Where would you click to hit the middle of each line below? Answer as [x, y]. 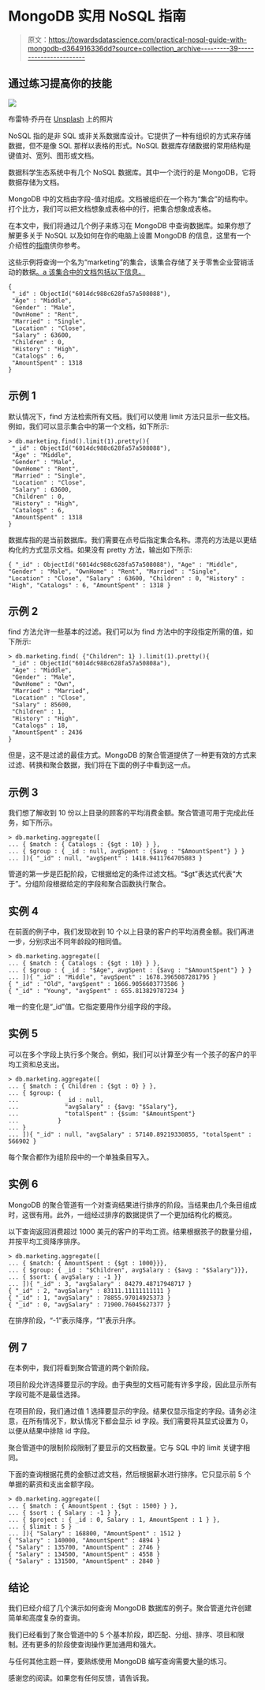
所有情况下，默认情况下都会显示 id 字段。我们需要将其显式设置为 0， [140, 1421]
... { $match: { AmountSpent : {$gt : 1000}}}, [88, 1263]
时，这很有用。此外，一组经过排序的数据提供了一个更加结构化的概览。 [122, 1214]
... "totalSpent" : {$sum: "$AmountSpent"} [102, 1114]
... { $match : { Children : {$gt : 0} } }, [82, 1086]
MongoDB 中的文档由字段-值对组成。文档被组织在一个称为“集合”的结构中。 [130, 199]
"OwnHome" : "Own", [44, 684]
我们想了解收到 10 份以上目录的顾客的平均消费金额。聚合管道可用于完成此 [128, 813]
